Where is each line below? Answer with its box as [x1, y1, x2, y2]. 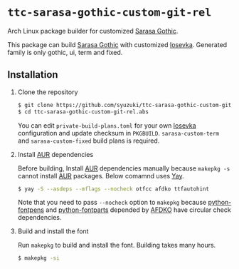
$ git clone [17, 101, 53, 108]
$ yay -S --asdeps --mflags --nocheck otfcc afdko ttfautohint [17, 185, 210, 193]
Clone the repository [17, 88, 78, 96]
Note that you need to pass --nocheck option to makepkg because [17, 198, 207, 207]
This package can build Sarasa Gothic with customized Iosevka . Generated [7, 40, 228, 49]
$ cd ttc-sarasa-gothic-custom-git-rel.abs [17, 108, 149, 116]
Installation [7, 68, 58, 81]
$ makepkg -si [17, 255, 60, 262]
